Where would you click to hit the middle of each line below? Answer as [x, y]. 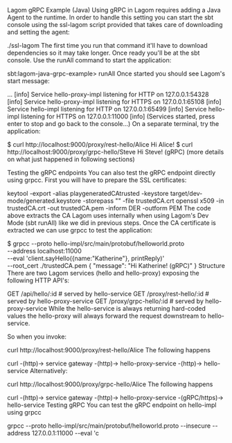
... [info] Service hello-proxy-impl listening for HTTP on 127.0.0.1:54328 [108, 94]
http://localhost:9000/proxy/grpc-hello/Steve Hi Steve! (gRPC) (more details [116, 152]
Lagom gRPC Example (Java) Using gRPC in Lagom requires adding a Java [114, 10]
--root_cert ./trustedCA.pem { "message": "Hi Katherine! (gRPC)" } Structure [116, 265]
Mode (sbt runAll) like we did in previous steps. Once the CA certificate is [112, 223]
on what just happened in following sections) [71, 159]
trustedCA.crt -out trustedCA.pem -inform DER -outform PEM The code [109, 208]
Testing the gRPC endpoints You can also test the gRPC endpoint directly [111, 173]
